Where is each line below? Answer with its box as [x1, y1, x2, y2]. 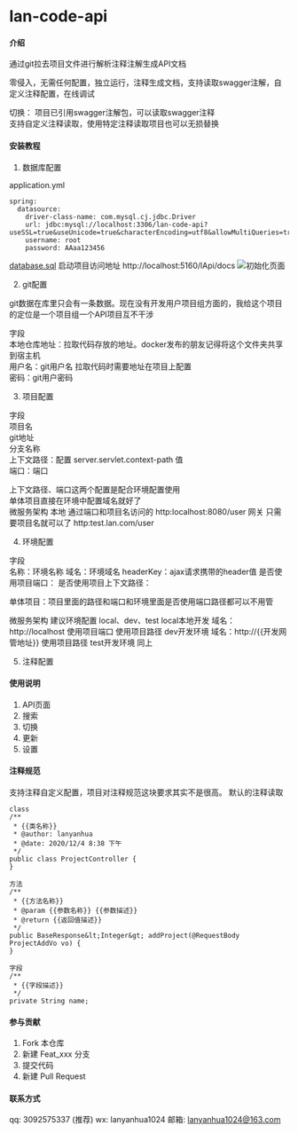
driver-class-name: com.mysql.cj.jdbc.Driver [25, 212, 197, 221]
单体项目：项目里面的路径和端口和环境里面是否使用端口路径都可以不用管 [9, 596, 273, 607]
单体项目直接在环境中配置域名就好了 [9, 495, 142, 506]
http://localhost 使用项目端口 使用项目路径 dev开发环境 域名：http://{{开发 [9, 626, 279, 636]
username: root [25, 235, 82, 245]
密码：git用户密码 [9, 372, 74, 382]
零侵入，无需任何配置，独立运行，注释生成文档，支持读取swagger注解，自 [9, 77, 282, 88]
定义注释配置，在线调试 [9, 89, 95, 99]
